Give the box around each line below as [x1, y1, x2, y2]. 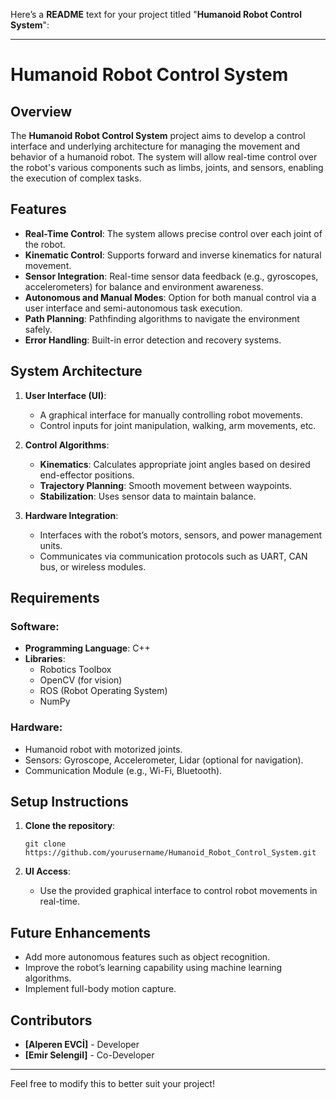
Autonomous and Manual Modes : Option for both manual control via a [24, 291, 317, 303]
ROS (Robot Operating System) [39, 685, 168, 697]
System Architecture [10, 363, 143, 380]
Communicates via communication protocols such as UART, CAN [39, 550, 308, 562]
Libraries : [24, 653, 66, 665]
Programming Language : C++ [24, 642, 151, 654]
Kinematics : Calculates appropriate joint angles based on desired [39, 458, 311, 470]
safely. [24, 323, 53, 335]
